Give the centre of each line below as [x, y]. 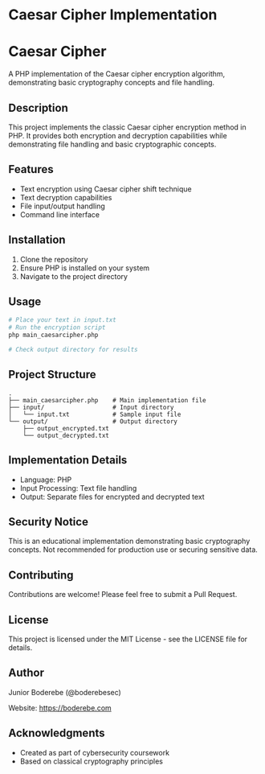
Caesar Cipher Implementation [113, 15]
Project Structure [52, 375]
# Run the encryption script [57, 327]
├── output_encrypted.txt [66, 428]
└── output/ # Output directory [93, 421]
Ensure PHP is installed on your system [85, 268]
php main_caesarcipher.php [53, 336]
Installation [37, 240]
